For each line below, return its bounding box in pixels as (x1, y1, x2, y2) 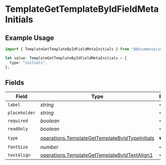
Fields (5, 78, 25, 87)
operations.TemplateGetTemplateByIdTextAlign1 (40, 152, 153, 159)
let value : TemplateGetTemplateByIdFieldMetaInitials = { (5, 55, 127, 60)
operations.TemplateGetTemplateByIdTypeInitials (40, 134, 155, 141)
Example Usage (5, 34, 54, 42)
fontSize (7, 144, 28, 150)
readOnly (7, 126, 28, 132)
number (40, 144, 59, 151)
